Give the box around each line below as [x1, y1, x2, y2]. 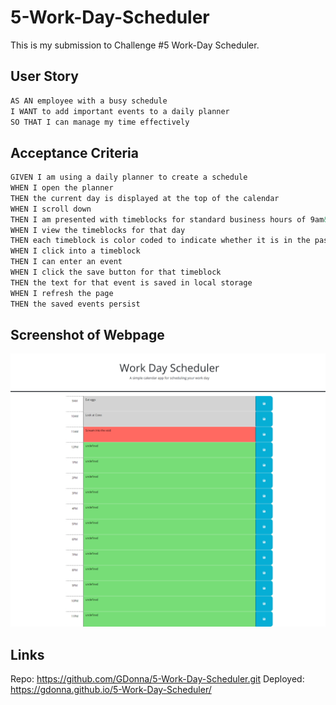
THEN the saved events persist [10, 299, 141, 309]
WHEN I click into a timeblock [10, 246, 141, 256]
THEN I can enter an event [10, 257, 123, 267]
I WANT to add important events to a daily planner [10, 106, 230, 116]
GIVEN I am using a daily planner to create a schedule [10, 172, 248, 183]
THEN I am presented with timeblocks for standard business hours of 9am [10, 214, 325, 225]
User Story [10, 68, 79, 85]
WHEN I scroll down [10, 204, 92, 214]
